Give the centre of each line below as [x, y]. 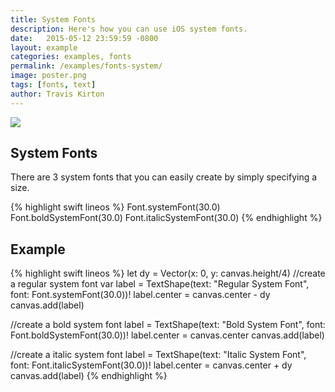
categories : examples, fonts [71, 57]
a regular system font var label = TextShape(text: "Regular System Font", [160, 284]
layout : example [44, 47]
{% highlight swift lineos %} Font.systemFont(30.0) [115, 207]
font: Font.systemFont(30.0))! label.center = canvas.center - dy [140, 295]
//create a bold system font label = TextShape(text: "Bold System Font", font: [168, 325]
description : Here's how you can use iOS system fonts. [129, 29]
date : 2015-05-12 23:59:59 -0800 [84, 38]
